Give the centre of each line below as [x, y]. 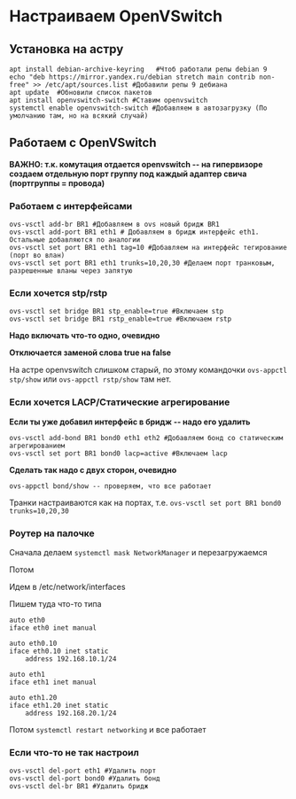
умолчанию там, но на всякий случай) [79, 116]
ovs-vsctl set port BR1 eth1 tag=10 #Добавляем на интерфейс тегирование [148, 248]
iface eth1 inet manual [53, 682]
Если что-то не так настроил [74, 752]
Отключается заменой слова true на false [90, 353]
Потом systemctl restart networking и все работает [108, 729]
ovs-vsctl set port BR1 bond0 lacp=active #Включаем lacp [118, 454]
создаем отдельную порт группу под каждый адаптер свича [128, 174]
